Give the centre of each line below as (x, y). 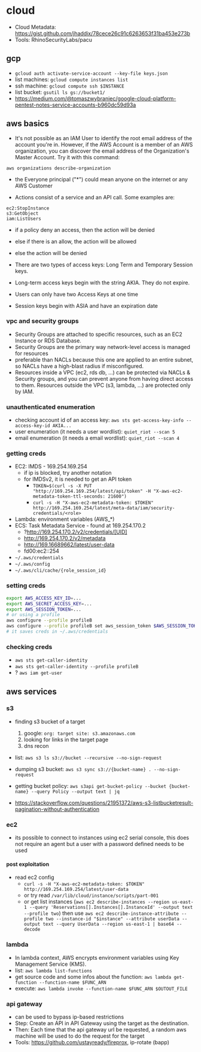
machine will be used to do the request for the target (80, 1036)
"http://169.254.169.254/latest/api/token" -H (92, 492)
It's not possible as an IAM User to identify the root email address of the (103, 138)
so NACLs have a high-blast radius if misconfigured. (79, 366)
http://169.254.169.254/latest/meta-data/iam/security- (104, 508)
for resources (32, 353)
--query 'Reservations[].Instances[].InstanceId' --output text (111, 908)
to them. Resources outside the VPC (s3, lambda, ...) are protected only (103, 385)
